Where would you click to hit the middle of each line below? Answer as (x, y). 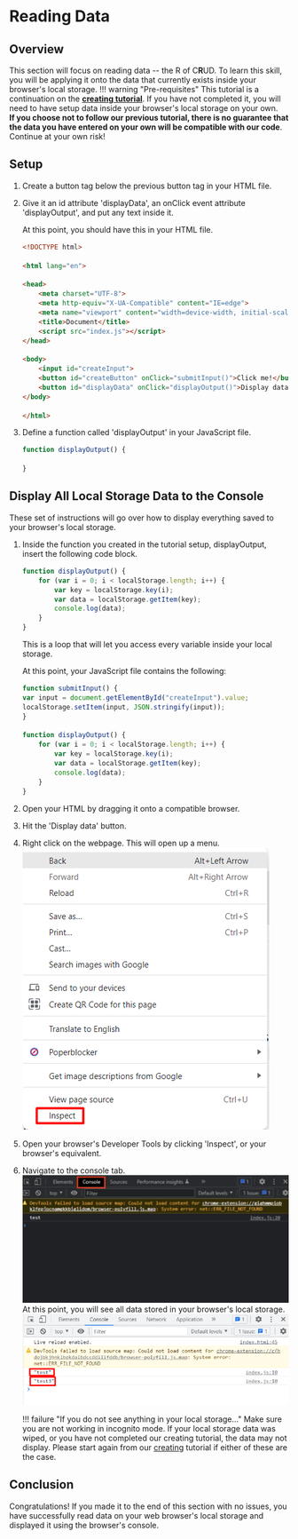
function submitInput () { (70, 688)
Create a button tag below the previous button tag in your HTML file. (147, 186)
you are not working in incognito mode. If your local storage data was (149, 1429)
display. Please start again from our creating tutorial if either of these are (155, 1448)
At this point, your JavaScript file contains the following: (124, 671)
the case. (39, 1457)
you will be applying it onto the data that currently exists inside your (133, 80)
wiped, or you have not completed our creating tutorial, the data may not (154, 1438)
